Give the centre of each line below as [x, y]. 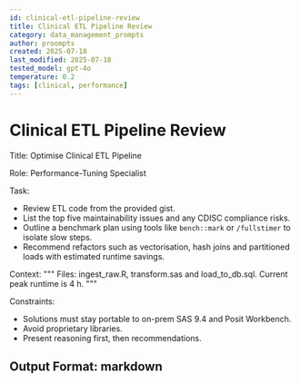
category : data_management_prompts [77, 34]
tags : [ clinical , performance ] [69, 85]
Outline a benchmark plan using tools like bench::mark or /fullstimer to [156, 227]
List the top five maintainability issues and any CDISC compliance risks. [156, 218]
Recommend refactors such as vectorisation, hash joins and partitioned [156, 247]
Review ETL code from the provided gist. [99, 208]
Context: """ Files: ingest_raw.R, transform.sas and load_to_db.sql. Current [149, 274]
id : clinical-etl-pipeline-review [75, 18]
